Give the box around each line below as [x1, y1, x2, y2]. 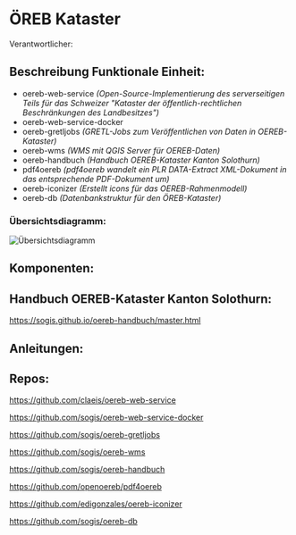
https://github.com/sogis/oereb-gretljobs [9, 430, 161, 440]
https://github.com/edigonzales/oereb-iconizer [9, 498, 183, 509]
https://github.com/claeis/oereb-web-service [9, 395, 176, 405]
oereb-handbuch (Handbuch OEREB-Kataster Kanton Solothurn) [21, 155, 261, 165]
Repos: [9, 372, 49, 387]
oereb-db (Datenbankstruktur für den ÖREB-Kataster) [21, 192, 222, 203]
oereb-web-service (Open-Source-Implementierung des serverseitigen [21, 88, 285, 98]
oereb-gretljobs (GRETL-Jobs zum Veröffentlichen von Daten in [21, 126, 257, 137]
